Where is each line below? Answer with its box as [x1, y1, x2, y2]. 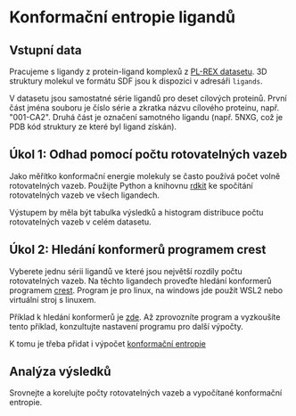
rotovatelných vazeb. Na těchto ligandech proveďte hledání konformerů [9, 275, 272, 286]
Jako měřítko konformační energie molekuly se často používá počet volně [9, 170, 281, 181]
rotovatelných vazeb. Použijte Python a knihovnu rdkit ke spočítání [9, 180, 253, 191]
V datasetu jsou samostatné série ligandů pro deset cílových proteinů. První [9, 93, 287, 103]
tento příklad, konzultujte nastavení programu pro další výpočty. [9, 321, 243, 331]
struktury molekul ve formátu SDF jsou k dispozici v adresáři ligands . [9, 76, 263, 86]
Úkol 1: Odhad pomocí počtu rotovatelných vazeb [9, 147, 288, 162]
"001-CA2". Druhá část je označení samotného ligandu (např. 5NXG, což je [9, 112, 284, 122]
